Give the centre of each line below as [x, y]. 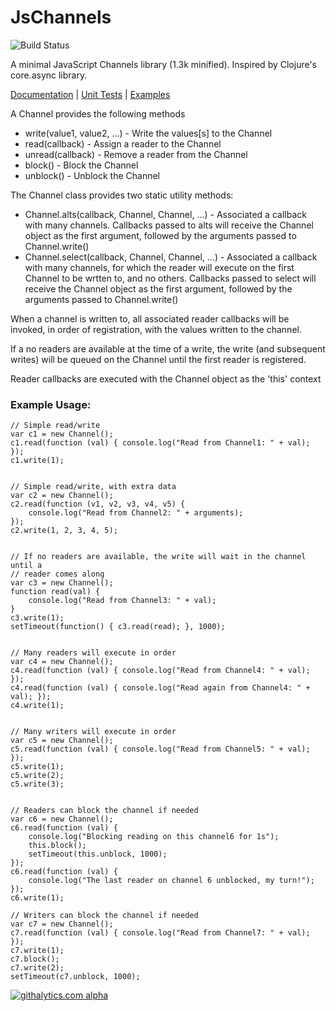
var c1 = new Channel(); [62, 434]
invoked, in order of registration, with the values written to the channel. [156, 329]
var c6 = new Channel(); [62, 819]
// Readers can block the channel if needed [104, 811]
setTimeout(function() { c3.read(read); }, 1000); [118, 627]
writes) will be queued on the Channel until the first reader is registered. [158, 359]
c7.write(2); [37, 968]
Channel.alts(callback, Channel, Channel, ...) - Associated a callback [165, 214]
